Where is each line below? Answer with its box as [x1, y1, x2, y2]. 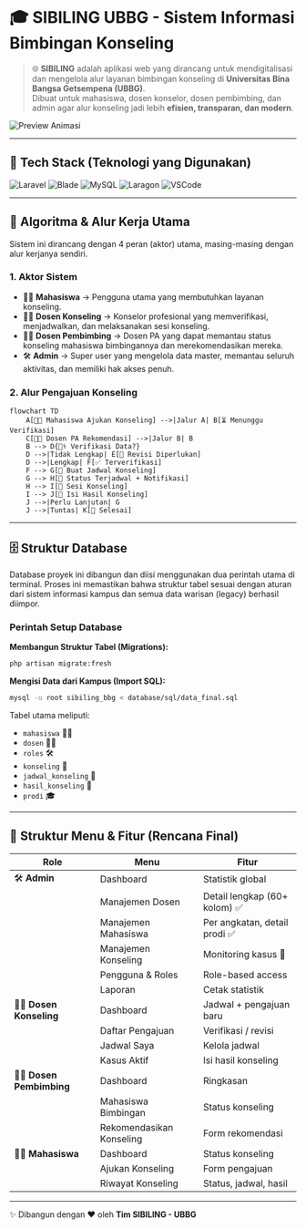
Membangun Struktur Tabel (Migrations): [9, 642, 168, 653]
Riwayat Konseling [99, 1177, 179, 1190]
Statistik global [203, 873, 267, 885]
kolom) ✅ [203, 901, 243, 914]
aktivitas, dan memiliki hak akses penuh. [22, 363, 175, 374]
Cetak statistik [203, 983, 264, 996]
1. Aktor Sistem [9, 271, 77, 284]
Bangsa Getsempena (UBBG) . [31, 83, 146, 94]
